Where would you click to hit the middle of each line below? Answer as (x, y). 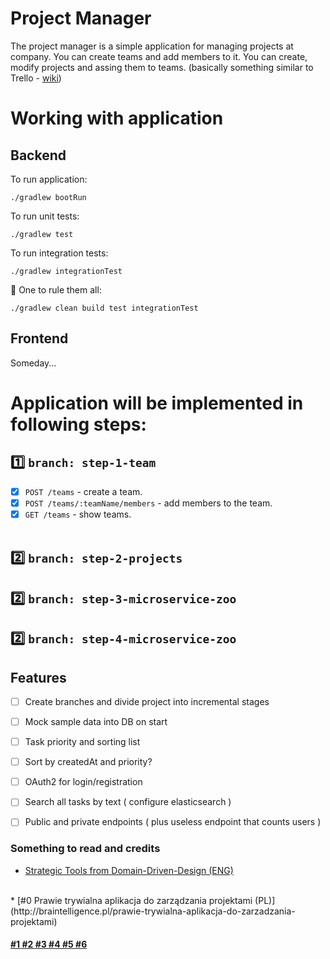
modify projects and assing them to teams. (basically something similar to (162, 67)
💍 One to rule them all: (56, 289)
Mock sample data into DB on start (96, 721)
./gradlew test (42, 234)
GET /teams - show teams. (78, 514)
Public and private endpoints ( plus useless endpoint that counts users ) (173, 822)
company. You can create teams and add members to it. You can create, (159, 56)
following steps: (78, 424)
